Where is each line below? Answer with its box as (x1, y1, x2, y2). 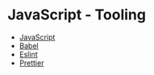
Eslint (19, 49, 38, 59)
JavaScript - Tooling (7, 6, 147, 24)
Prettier (19, 58, 44, 68)
